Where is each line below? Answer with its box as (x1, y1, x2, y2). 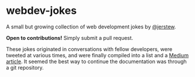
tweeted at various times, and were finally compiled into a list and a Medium (6, 52, 189, 58)
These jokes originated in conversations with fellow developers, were (6, 45, 173, 53)
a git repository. (6, 64, 44, 71)
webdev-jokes (6, 4, 77, 17)
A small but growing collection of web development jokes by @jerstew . (6, 23, 176, 30)
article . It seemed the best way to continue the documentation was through (6, 58, 187, 65)
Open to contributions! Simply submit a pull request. (6, 34, 133, 41)
